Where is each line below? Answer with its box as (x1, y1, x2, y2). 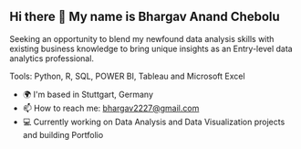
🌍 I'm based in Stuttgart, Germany (22, 89, 153, 100)
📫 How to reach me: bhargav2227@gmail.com (22, 102, 200, 113)
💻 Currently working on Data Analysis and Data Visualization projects (22, 116, 285, 127)
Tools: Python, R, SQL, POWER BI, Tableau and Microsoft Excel (9, 70, 245, 81)
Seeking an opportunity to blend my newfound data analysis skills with (9, 33, 275, 44)
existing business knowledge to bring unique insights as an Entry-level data (9, 43, 294, 54)
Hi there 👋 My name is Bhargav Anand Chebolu (9, 9, 280, 25)
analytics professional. (9, 52, 94, 64)
